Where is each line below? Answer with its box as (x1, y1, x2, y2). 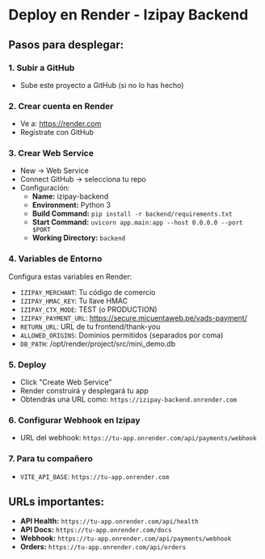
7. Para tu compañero (8, 453, 93, 464)
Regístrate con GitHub (19, 128, 95, 137)
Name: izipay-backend (32, 191, 109, 201)
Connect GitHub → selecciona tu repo (19, 174, 147, 184)
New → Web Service (19, 166, 89, 175)
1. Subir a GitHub (8, 62, 75, 74)
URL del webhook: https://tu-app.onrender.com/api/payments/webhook (19, 433, 257, 443)
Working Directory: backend (32, 233, 126, 243)
